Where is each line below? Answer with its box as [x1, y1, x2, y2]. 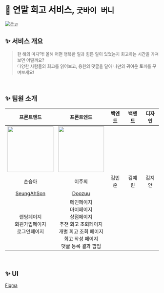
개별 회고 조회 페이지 [59, 228, 103, 234]
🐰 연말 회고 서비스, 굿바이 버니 [5, 4, 115, 16]
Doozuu [72, 190, 90, 196]
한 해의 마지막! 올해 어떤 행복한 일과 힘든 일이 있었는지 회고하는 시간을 [17, 51, 150, 57]
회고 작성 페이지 [64, 235, 99, 242]
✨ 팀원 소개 [5, 95, 38, 103]
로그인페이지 [17, 228, 44, 234]
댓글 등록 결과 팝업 [61, 242, 102, 249]
